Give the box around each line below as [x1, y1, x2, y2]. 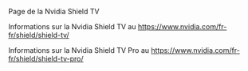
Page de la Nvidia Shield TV [8, 7, 100, 16]
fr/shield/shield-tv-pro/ [8, 54, 84, 63]
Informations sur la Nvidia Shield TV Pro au [8, 46, 150, 54]
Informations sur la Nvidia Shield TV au [8, 22, 136, 31]
